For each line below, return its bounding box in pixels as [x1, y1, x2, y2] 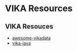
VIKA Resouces [5, 22, 54, 31]
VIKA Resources [5, 3, 73, 14]
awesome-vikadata [12, 35, 51, 41]
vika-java [12, 40, 31, 46]
